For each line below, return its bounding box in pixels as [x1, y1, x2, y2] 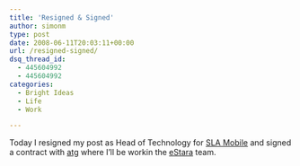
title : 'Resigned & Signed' [9, 13, 115, 22]
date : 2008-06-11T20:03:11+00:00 [9, 38, 135, 48]
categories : [9, 80, 54, 89]
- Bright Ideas [17, 88, 75, 97]
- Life [17, 96, 42, 106]
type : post [9, 30, 50, 39]
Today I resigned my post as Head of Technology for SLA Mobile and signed [9, 137, 292, 148]
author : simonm [9, 22, 66, 31]
